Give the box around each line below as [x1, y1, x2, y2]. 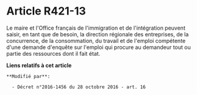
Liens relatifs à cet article [6, 62, 72, 69]
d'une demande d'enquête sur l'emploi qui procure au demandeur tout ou [6, 44, 191, 51]
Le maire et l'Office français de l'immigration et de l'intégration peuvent [6, 24, 186, 31]
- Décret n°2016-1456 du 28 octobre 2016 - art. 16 [12, 84, 146, 90]
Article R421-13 [6, 4, 87, 18]
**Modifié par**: [6, 73, 51, 79]
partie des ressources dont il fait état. [6, 50, 101, 57]
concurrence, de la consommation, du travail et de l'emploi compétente [6, 37, 186, 44]
